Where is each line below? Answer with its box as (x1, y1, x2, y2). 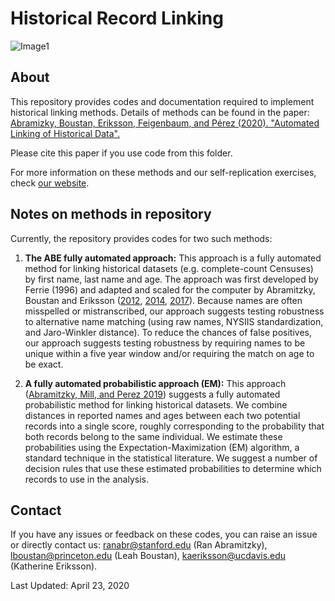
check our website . (10, 177, 90, 189)
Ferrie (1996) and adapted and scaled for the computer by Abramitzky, (24, 283, 316, 296)
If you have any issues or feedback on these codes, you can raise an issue (10, 528, 318, 541)
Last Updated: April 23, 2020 (10, 580, 130, 592)
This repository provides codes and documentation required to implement (10, 95, 315, 107)
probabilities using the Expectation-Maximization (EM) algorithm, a (24, 441, 300, 453)
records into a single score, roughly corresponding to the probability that (24, 420, 325, 432)
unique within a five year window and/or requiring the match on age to (24, 347, 315, 359)
